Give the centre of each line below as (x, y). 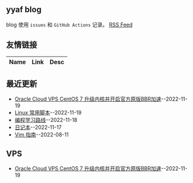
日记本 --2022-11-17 (38, 127)
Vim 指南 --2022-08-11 (41, 135)
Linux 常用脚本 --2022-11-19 (48, 113)
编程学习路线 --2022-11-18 (46, 120)
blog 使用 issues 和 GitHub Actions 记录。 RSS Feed (69, 24)
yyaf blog (24, 10)
